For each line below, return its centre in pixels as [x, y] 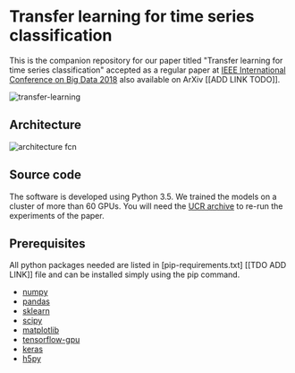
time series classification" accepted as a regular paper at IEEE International [147, 70]
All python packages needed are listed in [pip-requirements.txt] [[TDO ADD [148, 265]
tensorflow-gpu [51, 340]
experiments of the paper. [57, 215]
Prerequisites [47, 243]
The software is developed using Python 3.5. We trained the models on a [143, 196]
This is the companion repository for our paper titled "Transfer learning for [146, 60]
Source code [46, 175]
